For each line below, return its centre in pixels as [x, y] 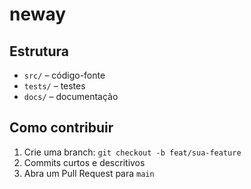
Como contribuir [61, 128]
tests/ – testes [54, 86]
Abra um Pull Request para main [89, 173]
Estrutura [39, 51]
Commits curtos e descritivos [84, 162]
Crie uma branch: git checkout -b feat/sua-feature [132, 152]
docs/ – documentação [71, 96]
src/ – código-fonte [64, 75]
